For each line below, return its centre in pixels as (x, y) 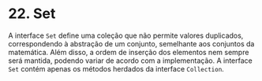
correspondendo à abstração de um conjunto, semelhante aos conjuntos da (131, 43)
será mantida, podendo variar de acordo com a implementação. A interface (130, 61)
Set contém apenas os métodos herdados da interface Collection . (116, 68)
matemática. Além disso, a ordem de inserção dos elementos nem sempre (129, 52)
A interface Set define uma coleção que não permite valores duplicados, (126, 35)
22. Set (32, 14)
